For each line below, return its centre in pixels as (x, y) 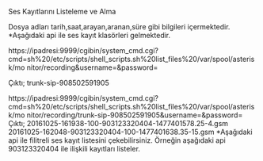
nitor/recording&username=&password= (92, 67)
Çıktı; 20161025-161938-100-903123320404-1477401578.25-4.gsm (118, 123)
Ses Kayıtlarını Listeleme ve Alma (62, 11)
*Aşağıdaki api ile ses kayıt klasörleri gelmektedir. (90, 35)
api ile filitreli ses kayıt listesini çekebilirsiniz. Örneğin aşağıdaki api (117, 140)
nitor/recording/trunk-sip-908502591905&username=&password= (135, 115)
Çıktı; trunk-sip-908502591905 (59, 83)
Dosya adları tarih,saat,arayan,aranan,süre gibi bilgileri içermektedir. (119, 27)
